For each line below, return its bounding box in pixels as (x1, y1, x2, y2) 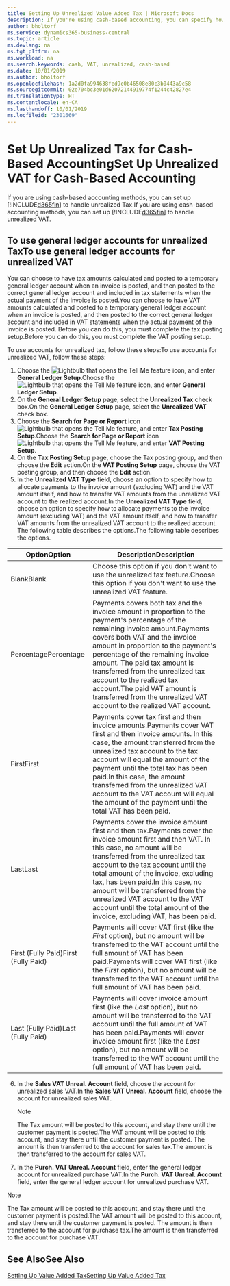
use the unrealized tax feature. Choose (92, 570, 216, 579)
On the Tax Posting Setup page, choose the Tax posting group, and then (16, 453, 223, 462)
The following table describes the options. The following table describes (16, 527, 219, 535)
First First (10, 759, 40, 769)
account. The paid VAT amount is (92, 684, 197, 694)
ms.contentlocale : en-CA (7, 99, 78, 106)
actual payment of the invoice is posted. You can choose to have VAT (7, 296, 201, 305)
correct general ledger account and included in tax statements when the (7, 289, 211, 297)
